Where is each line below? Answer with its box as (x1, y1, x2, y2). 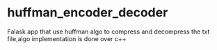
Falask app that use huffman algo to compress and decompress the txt (7, 27, 210, 36)
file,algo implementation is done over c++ (7, 34, 127, 42)
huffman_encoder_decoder (7, 5, 168, 21)
